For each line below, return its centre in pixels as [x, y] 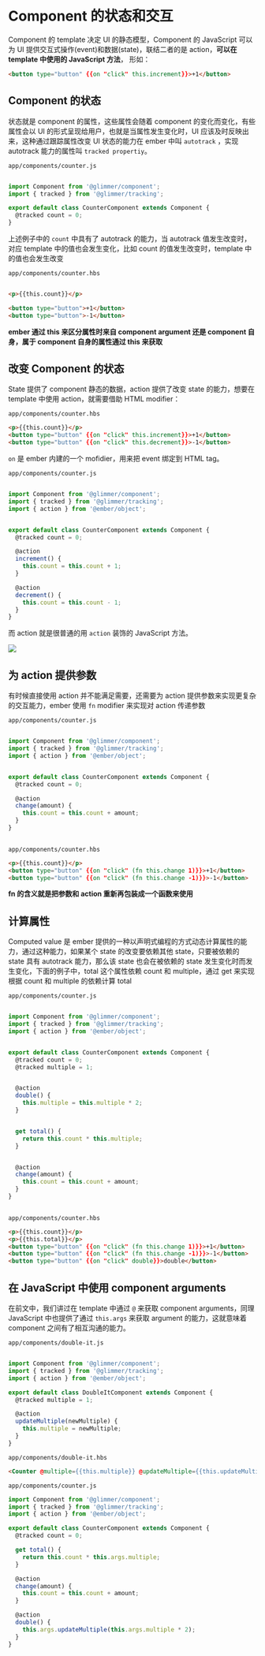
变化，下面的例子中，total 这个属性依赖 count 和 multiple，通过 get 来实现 [134, 972]
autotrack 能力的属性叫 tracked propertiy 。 [80, 151]
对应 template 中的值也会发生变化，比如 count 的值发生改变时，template [125, 248]
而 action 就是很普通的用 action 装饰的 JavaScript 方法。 [101, 633]
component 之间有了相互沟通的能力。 [69, 1328]
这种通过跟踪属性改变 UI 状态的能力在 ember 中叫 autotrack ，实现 [130, 141]
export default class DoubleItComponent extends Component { [111, 1393]
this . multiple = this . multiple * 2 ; [83, 1103]
